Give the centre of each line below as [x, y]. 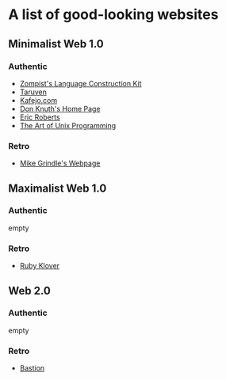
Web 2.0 [30, 291]
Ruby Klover [40, 266]
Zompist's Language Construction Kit [80, 83]
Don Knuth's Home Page [60, 108]
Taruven [33, 92]
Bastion [32, 368]
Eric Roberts [40, 117]
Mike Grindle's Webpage [60, 163]
